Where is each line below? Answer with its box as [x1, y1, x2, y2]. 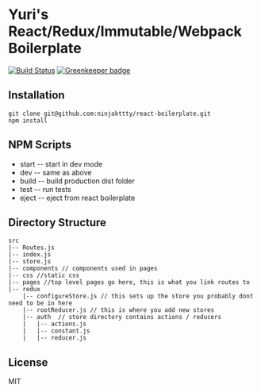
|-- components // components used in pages [8, 264, 158, 273]
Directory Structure [8, 216, 107, 229]
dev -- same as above [19, 167, 92, 177]
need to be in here [8, 299, 73, 307]
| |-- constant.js [22, 327, 90, 335]
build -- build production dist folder [19, 176, 135, 186]
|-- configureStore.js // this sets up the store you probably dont [22, 292, 254, 301]
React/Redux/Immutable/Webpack [8, 22, 242, 40]
